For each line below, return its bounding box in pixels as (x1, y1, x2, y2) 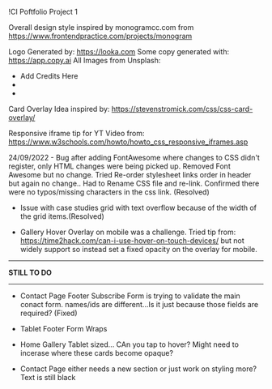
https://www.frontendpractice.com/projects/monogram (8, 32, 193, 41)
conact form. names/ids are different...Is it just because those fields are (19, 300, 259, 309)
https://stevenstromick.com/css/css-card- (111, 105, 253, 113)
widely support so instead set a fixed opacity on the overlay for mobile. (19, 245, 257, 254)
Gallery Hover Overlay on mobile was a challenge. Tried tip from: (19, 227, 236, 237)
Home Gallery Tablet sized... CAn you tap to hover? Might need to (19, 340, 239, 349)
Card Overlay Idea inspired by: (8, 105, 110, 113)
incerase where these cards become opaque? (19, 348, 174, 357)
